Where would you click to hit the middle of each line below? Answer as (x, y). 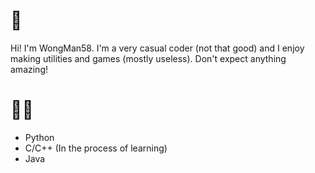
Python (39, 137)
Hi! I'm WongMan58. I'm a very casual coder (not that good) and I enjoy (157, 48)
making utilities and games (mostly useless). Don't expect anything (148, 58)
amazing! (29, 69)
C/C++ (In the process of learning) (96, 148)
